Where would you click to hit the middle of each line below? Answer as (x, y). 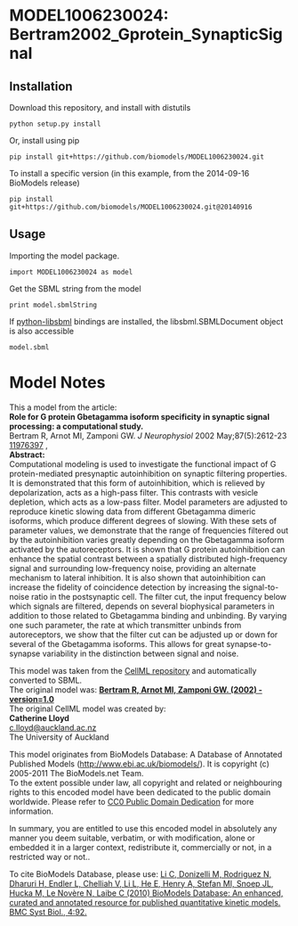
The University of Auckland (59, 737)
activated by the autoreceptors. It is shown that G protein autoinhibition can (147, 549)
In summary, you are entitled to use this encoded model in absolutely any (143, 828)
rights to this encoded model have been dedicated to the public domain (140, 792)
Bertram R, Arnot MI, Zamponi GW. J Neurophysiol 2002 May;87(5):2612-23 (148, 435)
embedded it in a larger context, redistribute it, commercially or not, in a (141, 847)
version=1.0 (32, 699)
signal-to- (261, 587)
